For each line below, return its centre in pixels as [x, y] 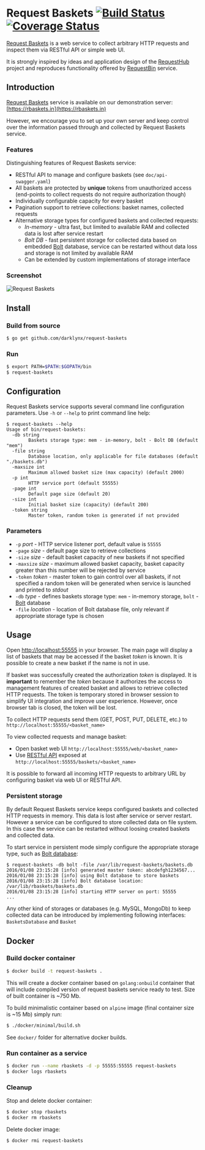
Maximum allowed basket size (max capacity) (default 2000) [106, 473]
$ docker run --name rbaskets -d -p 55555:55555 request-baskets [91, 1066]
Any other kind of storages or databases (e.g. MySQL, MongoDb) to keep [99, 909]
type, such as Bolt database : [42, 854]
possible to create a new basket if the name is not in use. [78, 663]
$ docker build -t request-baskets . [54, 971]
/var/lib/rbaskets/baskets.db [45, 887]
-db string [26, 435]
